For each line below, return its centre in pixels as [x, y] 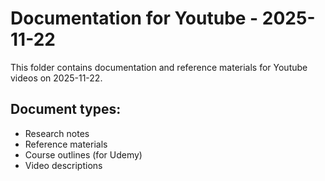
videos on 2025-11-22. [56, 78]
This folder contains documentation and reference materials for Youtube [159, 67]
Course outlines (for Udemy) [83, 154]
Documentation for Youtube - [134, 18]
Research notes [57, 133]
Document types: [66, 109]
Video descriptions [63, 165]
